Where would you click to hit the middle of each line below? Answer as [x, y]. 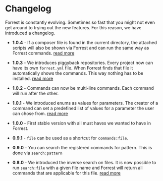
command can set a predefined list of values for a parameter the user [83, 108]
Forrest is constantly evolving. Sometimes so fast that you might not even [80, 22]
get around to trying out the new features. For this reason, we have [73, 27]
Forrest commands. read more [43, 53]
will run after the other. [35, 93]
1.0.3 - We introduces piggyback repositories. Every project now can [83, 62]
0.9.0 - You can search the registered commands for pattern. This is [82, 147]
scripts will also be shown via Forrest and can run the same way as [81, 48]
